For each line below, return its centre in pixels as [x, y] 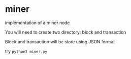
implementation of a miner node [37, 23]
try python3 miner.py [26, 51]
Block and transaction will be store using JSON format [60, 42]
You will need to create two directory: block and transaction [66, 32]
